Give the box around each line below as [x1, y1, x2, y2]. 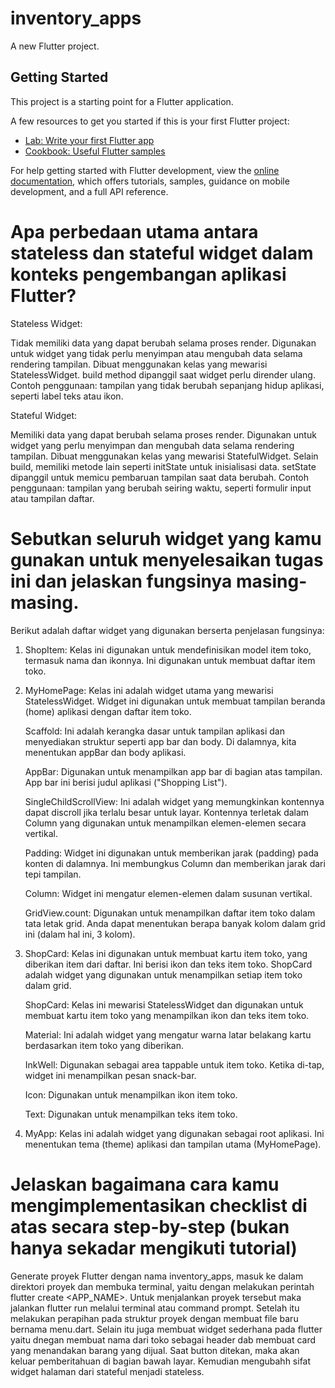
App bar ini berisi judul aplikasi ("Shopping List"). [24, 776, 228, 788]
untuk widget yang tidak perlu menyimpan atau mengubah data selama [10, 347, 303, 359]
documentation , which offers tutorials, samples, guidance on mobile [10, 175, 290, 187]
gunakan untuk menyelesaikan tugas [10, 548, 324, 571]
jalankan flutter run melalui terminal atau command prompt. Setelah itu [10, 1302, 300, 1314]
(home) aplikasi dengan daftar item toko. [24, 705, 192, 717]
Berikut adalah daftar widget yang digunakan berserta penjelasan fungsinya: [10, 624, 325, 636]
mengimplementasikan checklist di [10, 1194, 308, 1217]
